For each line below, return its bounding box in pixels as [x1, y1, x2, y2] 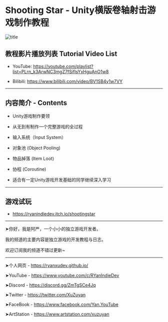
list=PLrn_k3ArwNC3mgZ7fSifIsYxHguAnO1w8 [12, 68, 109, 74]
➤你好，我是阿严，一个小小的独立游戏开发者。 [5, 226, 101, 232]
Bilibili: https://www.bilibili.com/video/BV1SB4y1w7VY [12, 78, 123, 84]
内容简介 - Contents [5, 98, 67, 107]
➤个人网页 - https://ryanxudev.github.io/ [5, 262, 88, 268]
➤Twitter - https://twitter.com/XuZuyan [5, 292, 86, 298]
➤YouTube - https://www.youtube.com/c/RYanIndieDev [5, 272, 119, 278]
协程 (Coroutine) [12, 166, 46, 172]
